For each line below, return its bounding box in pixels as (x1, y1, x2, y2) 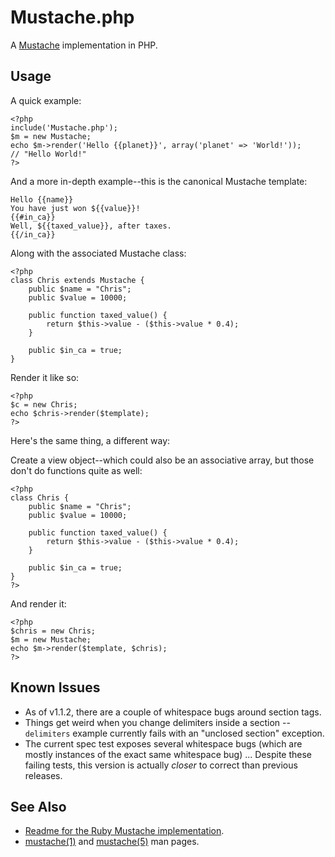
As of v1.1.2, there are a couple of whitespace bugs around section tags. (24, 706, 322, 718)
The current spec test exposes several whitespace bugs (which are (24, 737, 303, 750)
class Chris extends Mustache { (10, 275, 145, 285)
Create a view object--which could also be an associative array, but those (10, 454, 315, 466)
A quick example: (10, 94, 82, 106)
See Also (10, 798, 67, 815)
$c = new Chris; (10, 399, 78, 410)
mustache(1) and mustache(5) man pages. (24, 836, 200, 848)
